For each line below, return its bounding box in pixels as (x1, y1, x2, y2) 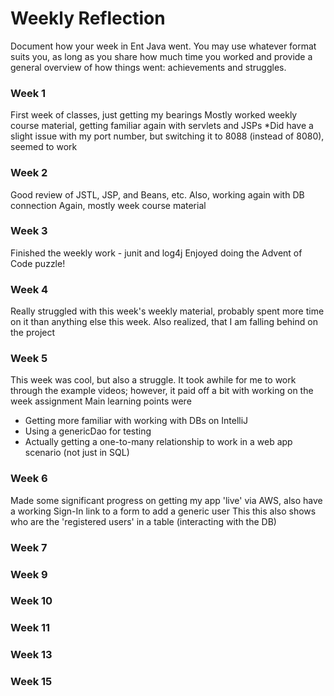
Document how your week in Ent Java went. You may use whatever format (10, 40, 317, 52)
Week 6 (10, 472, 48, 486)
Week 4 (10, 282, 49, 296)
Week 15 (10, 675, 53, 689)
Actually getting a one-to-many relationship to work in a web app (24, 436, 293, 448)
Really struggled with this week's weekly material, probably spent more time (10, 305, 325, 317)
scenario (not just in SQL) (24, 447, 130, 459)
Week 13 (10, 648, 53, 662)
